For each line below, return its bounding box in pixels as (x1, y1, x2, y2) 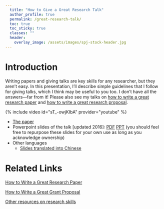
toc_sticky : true (9, 26, 46, 31)
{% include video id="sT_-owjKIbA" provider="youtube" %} (5, 108, 127, 115)
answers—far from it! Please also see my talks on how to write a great (5, 93, 149, 100)
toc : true (9, 21, 30, 26)
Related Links (5, 162, 62, 174)
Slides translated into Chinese (19, 145, 81, 151)
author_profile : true (9, 12, 55, 17)
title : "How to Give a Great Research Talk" (9, 7, 104, 12)
